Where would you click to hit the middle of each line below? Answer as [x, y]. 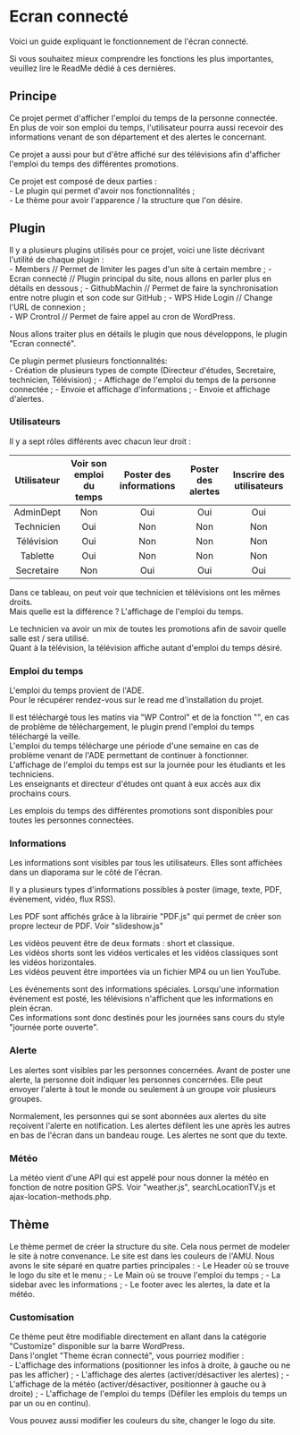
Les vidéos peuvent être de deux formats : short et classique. [122, 944]
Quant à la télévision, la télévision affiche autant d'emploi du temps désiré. [146, 647]
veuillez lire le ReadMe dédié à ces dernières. [93, 68]
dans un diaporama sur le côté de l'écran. [86, 872]
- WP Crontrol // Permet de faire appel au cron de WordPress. [122, 316]
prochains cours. [40, 793]
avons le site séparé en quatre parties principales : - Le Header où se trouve [150, 1265]
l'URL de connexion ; [48, 307]
